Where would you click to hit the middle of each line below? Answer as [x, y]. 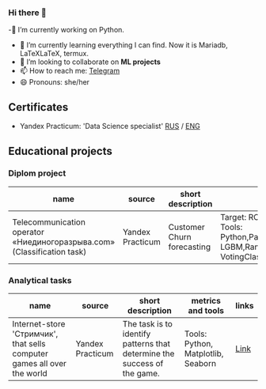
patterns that [146, 344]
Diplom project [37, 173]
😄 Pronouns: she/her [54, 82]
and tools [206, 311]
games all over [40, 364]
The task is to [147, 324]
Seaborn [200, 364]
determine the [148, 353]
